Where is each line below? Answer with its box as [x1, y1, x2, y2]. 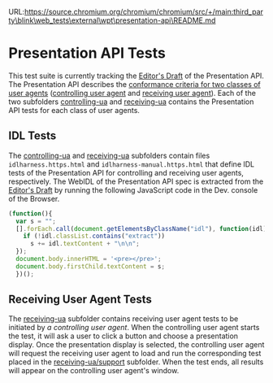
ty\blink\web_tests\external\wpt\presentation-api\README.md [8, 15, 216, 25]
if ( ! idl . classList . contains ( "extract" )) [23, 232, 165, 241]
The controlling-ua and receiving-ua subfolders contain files [8, 150, 210, 160]
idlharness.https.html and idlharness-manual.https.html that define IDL [8, 159, 255, 169]
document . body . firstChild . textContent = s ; [15, 262, 165, 271]
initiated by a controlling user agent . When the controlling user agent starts [8, 323, 260, 333]
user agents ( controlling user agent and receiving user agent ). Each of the [8, 88, 256, 98]
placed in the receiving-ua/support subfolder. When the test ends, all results [8, 357, 264, 367]
